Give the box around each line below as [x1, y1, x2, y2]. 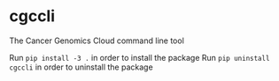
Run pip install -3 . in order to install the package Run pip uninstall [9, 52, 270, 63]
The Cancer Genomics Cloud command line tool [9, 35, 184, 46]
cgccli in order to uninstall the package [9, 62, 153, 72]
